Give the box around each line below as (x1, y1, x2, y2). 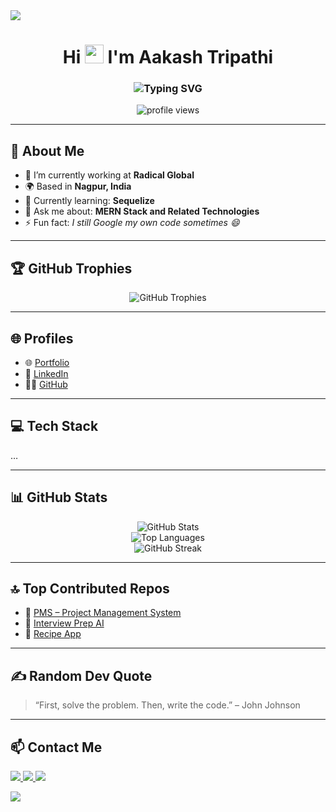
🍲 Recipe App (24, 628, 82, 640)
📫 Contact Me (10, 739, 103, 756)
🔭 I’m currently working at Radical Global (24, 169, 195, 181)
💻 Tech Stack (10, 418, 99, 435)
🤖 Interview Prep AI (24, 617, 105, 629)
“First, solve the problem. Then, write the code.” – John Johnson (34, 699, 301, 711)
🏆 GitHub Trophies (10, 260, 133, 277)
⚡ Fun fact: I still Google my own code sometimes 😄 (24, 217, 240, 229)
